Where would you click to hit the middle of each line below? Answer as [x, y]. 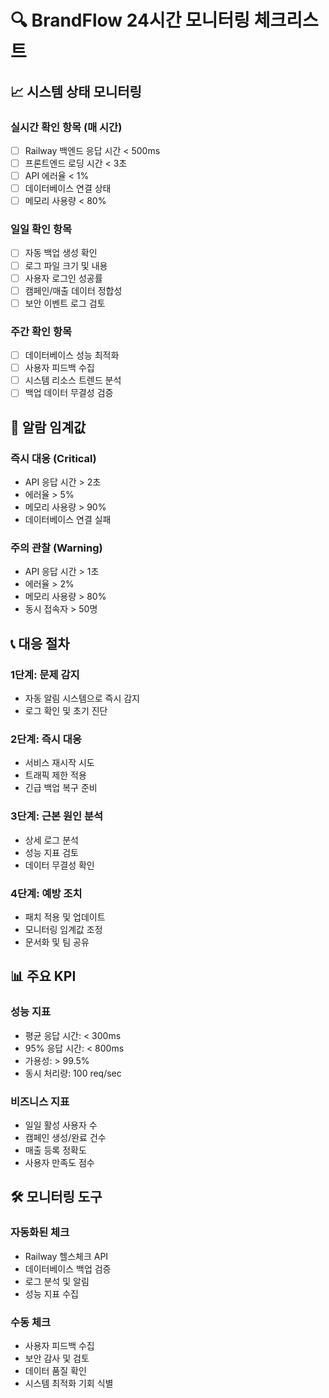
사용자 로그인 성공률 [63, 278]
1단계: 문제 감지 [45, 674]
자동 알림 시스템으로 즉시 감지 [82, 698]
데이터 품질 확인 [55, 1370]
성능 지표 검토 [51, 852]
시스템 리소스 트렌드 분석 [73, 380]
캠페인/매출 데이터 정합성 [73, 290]
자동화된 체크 [40, 1233]
